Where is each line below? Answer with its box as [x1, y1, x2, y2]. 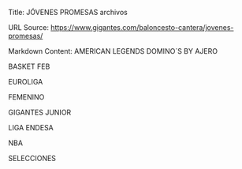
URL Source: [8, 23, 50, 32]
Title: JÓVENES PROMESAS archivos [8, 8, 128, 17]
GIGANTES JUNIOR [8, 107, 72, 117]
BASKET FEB [8, 62, 50, 71]
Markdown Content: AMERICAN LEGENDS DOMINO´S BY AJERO [8, 47, 218, 55]
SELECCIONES [8, 154, 57, 163]
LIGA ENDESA [8, 123, 54, 132]
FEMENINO [8, 92, 45, 102]
